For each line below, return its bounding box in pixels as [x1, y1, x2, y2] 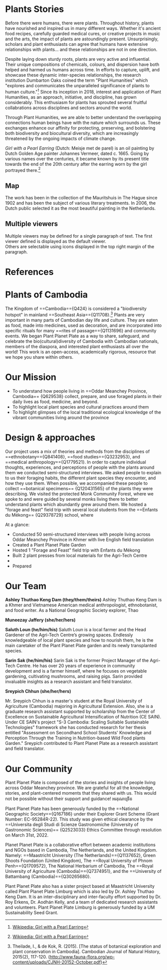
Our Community [5, 763, 73, 774]
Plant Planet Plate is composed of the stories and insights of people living [5, 780, 156, 786]
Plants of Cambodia [5, 289, 88, 300]
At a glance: [5, 522, 30, 528]
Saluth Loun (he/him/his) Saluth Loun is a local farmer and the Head [5, 627, 146, 633]
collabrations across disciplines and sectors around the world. [5, 105, 133, 111]
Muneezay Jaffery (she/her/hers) [5, 617, 76, 623]
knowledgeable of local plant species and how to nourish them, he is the [5, 637, 154, 643]
